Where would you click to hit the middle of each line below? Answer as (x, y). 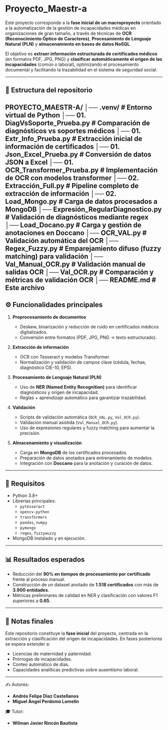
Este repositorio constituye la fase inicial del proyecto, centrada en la (77, 633)
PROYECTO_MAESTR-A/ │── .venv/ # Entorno (79, 107)
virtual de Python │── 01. (45, 115)
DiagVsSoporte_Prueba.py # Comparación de (78, 123)
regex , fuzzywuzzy (38, 533)
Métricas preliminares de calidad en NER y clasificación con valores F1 (85, 595)
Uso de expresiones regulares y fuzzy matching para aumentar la (87, 428)
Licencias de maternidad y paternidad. (52, 654)
